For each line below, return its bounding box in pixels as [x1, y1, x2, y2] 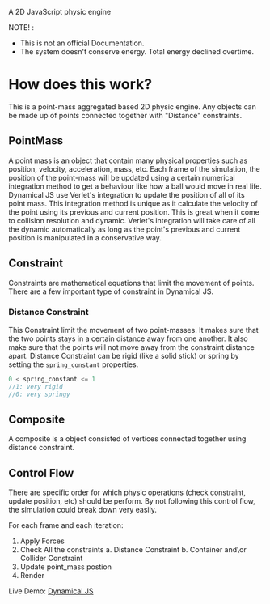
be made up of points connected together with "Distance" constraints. [8, 110, 243, 120]
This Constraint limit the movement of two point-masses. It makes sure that [8, 325, 259, 334]
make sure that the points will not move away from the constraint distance [8, 342, 255, 351]
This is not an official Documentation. [19, 38, 145, 48]
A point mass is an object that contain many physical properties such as [8, 155, 248, 165]
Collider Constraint [19, 554, 83, 564]
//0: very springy [8, 390, 70, 398]
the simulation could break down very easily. [8, 505, 158, 515]
